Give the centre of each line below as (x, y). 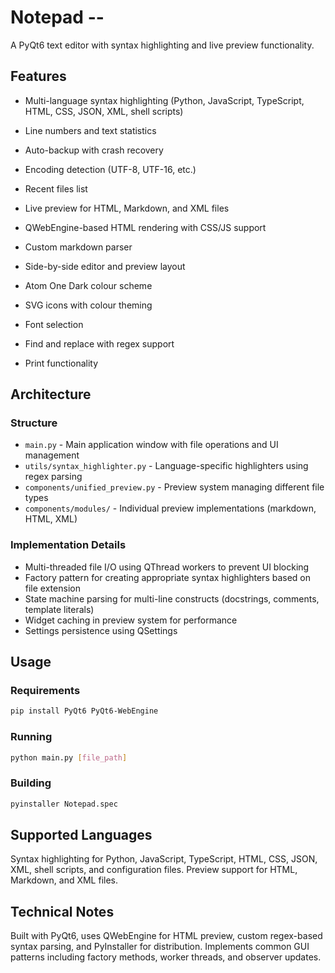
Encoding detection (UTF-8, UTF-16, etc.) (110, 169)
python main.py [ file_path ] (69, 757)
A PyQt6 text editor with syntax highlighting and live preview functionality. (162, 45)
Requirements (45, 691)
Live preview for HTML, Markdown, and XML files (127, 208)
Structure (34, 423)
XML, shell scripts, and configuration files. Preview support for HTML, (154, 870)
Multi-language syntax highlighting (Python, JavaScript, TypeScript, (164, 100)
